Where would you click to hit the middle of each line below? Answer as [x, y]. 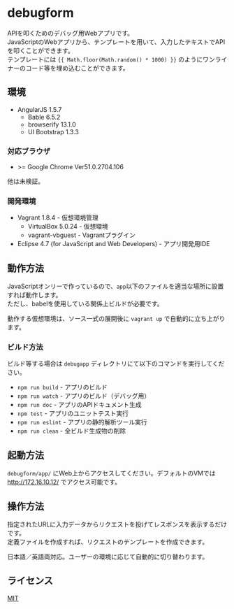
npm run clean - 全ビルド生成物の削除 [72, 431]
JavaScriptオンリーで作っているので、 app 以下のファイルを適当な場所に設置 [116, 286]
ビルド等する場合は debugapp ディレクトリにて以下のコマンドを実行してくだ [116, 364]
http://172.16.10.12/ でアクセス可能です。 [64, 482]
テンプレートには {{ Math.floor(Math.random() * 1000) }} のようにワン [111, 59]
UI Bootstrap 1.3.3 [53, 131]
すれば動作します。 [35, 295]
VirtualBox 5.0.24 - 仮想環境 [68, 227]
